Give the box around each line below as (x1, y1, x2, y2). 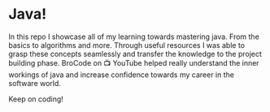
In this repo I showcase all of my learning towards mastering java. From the (8, 32, 260, 41)
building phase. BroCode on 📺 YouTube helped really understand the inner (8, 58, 259, 67)
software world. (8, 78, 61, 88)
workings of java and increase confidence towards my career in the (8, 70, 234, 80)
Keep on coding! (8, 94, 63, 104)
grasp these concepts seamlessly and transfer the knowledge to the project (8, 49, 263, 58)
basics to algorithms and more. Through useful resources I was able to (8, 40, 246, 50)
